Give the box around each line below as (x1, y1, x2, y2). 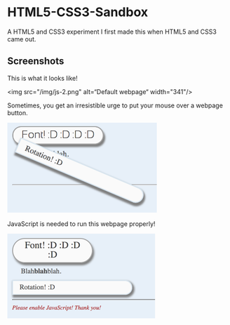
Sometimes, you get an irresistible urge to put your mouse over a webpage (7, 101, 223, 110)
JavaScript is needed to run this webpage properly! (7, 219, 156, 228)
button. (7, 108, 28, 117)
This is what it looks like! (7, 74, 79, 82)
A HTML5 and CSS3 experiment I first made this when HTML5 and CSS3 (7, 27, 217, 36)
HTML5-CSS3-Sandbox (7, 4, 149, 20)
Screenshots (7, 55, 65, 67)
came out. (7, 34, 36, 43)
